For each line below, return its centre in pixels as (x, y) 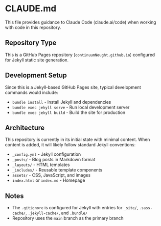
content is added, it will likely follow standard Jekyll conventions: (70, 145)
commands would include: (32, 92)
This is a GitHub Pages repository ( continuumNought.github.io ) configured (80, 55)
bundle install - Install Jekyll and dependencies (61, 102)
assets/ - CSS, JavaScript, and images (51, 175)
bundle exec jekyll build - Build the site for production (69, 112)
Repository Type (31, 43)
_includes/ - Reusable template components (57, 170)
